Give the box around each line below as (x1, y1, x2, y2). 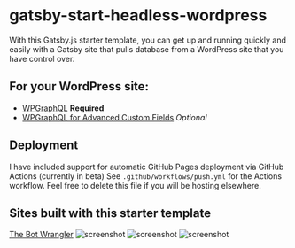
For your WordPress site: (9, 79, 149, 94)
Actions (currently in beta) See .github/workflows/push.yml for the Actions (9, 170, 282, 182)
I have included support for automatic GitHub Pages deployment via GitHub (9, 161, 284, 172)
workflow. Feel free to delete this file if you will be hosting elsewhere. (9, 180, 261, 190)
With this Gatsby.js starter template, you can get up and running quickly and (9, 35, 286, 45)
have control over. (9, 53, 75, 64)
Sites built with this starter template (9, 205, 211, 221)
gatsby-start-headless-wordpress (9, 5, 268, 26)
